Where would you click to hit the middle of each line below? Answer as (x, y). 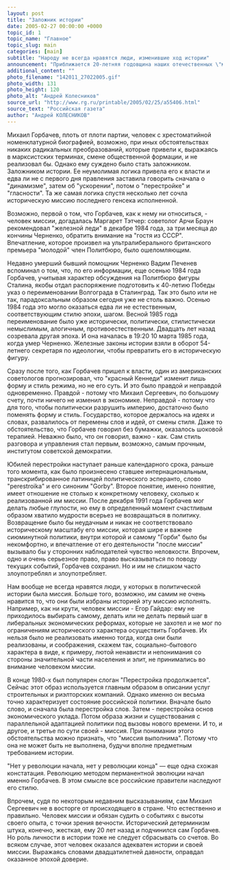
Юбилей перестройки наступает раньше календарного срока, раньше (111, 464)
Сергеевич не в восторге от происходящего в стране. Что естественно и (114, 808)
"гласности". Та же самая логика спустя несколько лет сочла (98, 193)
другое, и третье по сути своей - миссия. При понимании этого (100, 730)
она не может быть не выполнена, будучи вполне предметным (100, 745)
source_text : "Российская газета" (56, 109)
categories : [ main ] (35, 52)
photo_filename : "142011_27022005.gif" (64, 77)
